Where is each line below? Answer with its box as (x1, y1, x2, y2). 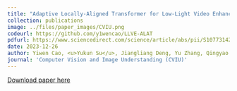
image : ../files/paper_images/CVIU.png (7, 23, 125, 30)
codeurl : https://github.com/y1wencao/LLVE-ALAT (7, 30, 153, 37)
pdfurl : (7, 37, 30, 44)
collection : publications (7, 17, 83, 24)
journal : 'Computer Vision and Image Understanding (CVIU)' (7, 56, 188, 63)
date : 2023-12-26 (7, 43, 59, 50)
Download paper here (7, 75, 71, 84)
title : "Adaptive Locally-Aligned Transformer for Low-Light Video (7, 10, 210, 18)
